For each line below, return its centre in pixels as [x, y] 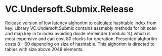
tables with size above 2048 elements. [44, 49]
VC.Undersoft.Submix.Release [70, 9]
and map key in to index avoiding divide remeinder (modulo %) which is [78, 33]
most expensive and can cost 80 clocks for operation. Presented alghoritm [81, 39]
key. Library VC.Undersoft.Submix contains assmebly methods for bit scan [81, 28]
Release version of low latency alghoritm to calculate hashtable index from [81, 23]
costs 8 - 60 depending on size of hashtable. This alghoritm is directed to [80, 44]
